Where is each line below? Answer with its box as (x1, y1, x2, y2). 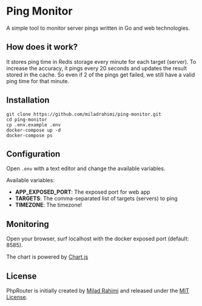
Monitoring (6, 219, 50, 229)
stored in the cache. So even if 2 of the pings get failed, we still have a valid (6, 71, 195, 78)
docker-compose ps (6, 132, 53, 138)
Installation (6, 95, 50, 106)
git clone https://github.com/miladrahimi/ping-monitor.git (6, 111, 162, 117)
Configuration (6, 149, 61, 159)
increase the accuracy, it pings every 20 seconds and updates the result (6, 64, 187, 72)
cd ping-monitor (6, 117, 47, 123)
